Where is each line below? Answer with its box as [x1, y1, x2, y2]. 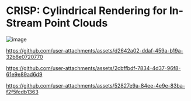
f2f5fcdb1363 [6, 88, 39, 95]
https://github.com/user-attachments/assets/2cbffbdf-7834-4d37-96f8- [6, 64, 181, 71]
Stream [6, 16, 43, 30]
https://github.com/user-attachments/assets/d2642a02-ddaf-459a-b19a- [6, 47, 183, 54]
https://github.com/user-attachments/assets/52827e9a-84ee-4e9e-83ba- [6, 82, 186, 89]
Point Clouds [44, 16, 108, 30]
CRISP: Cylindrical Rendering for [6, 4, 168, 18]
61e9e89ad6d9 [6, 71, 43, 78]
